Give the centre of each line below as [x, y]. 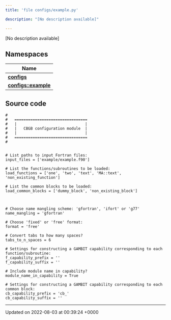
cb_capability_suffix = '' [34, 298]
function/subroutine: [28, 254]
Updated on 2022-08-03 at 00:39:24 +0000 [52, 312]
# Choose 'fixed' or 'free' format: [44, 222]
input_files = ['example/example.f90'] [48, 160]
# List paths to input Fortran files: [46, 155]
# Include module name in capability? [46, 271]
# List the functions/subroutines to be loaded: [58, 169]
